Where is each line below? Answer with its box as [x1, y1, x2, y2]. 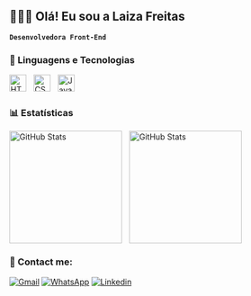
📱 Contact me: [9, 256, 74, 268]
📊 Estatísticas [9, 107, 74, 120]
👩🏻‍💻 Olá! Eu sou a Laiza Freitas [9, 9, 185, 24]
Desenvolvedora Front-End [9, 32, 106, 41]
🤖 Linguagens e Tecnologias [9, 53, 135, 66]
